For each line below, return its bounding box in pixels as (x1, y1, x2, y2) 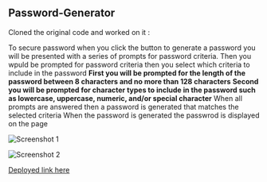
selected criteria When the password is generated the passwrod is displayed (8, 110, 260, 120)
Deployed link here (8, 165, 70, 174)
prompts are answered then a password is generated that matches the (8, 102, 239, 111)
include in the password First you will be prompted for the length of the (8, 68, 245, 78)
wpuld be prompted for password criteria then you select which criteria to (8, 60, 250, 69)
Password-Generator (8, 6, 116, 20)
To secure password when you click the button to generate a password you (8, 43, 257, 52)
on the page (8, 118, 48, 128)
